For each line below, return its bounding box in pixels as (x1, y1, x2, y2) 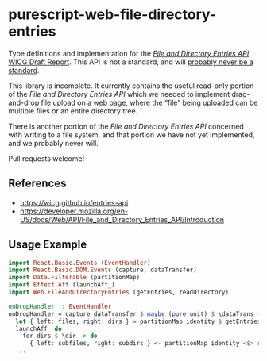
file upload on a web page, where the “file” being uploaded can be (41, 98, 258, 107)
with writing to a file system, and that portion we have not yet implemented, (8, 129, 255, 140)
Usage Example (8, 238, 87, 252)
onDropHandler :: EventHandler (8, 302, 112, 310)
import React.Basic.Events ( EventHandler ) (8, 259, 151, 267)
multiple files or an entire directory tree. (8, 106, 138, 116)
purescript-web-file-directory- (8, 6, 217, 24)
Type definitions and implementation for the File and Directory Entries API (8, 48, 250, 58)
